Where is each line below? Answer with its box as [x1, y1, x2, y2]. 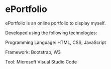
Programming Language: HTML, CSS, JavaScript [5, 39, 106, 45]
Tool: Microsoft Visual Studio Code [5, 58, 77, 64]
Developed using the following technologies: [5, 29, 97, 35]
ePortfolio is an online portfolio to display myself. [5, 20, 106, 26]
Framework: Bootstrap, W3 [5, 49, 61, 55]
